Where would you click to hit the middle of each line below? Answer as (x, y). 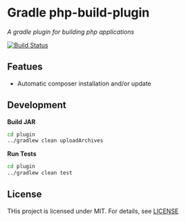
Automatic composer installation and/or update (84, 83)
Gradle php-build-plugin (78, 13)
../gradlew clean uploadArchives (55, 141)
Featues (25, 67)
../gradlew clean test (40, 173)
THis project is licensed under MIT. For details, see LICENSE (93, 211)
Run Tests (22, 154)
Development (37, 105)
